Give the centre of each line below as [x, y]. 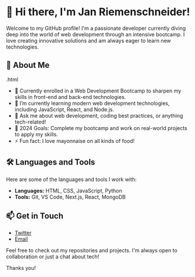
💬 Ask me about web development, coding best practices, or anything [99, 115]
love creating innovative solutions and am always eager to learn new [89, 40]
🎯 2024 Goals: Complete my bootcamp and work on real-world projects [101, 128]
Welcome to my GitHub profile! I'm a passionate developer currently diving [96, 28]
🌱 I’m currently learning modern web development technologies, [92, 103]
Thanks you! [21, 268]
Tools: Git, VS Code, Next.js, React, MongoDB [70, 197]
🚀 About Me [28, 65]
